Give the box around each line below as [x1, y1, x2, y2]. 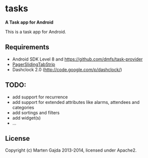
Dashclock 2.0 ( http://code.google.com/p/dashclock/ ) [12, 66, 122, 72]
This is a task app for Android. [5, 29, 67, 34]
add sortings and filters [12, 109, 60, 116]
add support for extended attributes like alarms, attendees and [12, 99, 140, 105]
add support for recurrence [12, 94, 68, 100]
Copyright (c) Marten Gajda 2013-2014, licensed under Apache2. [5, 147, 137, 153]
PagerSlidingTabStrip [12, 61, 55, 67]
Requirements [5, 43, 49, 52]
